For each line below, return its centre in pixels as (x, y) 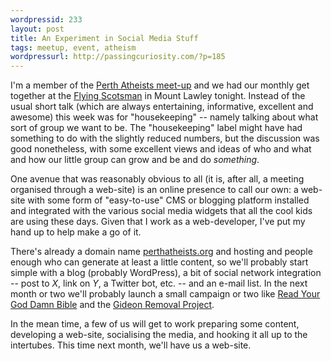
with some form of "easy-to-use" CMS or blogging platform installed (168, 200)
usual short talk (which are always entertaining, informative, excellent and (162, 107)
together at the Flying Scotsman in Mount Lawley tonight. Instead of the (158, 96)
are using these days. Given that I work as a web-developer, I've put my (158, 222)
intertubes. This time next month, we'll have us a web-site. (131, 345)
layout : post (37, 29)
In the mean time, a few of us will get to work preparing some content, (155, 324)
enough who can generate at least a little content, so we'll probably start (159, 262)
